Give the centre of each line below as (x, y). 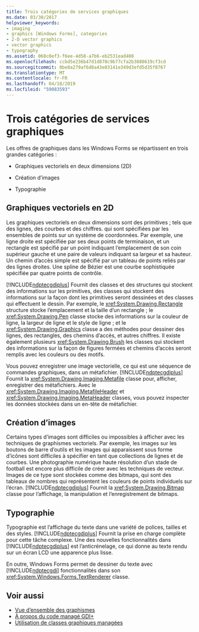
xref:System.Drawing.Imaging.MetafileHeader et (65, 391)
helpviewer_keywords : (33, 23)
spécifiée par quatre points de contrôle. (54, 273)
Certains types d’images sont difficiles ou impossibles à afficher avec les (95, 437)
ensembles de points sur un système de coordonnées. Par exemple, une (94, 235)
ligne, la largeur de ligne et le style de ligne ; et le (66, 322)
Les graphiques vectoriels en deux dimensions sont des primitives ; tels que (99, 222)
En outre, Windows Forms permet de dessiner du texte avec (80, 564)
